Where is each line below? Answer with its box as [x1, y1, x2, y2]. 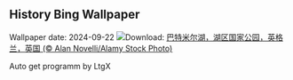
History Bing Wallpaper [9, 7, 140, 22]
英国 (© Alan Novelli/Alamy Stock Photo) [24, 43, 173, 53]
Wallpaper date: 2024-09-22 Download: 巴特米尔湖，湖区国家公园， [9, 31, 268, 43]
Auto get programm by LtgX [9, 60, 111, 71]
